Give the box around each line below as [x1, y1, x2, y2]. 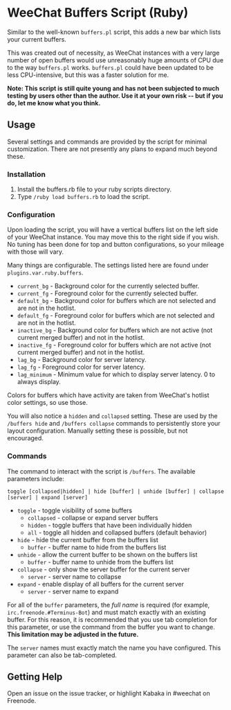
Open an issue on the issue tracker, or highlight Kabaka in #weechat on [7, 689, 210, 698]
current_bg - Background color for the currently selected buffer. [17, 282, 200, 291]
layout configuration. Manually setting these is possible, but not [7, 426, 188, 435]
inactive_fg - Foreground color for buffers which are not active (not [17, 341, 212, 349]
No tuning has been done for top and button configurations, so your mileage [7, 241, 225, 249]
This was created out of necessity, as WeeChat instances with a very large [7, 49, 220, 57]
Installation [7, 169, 46, 179]
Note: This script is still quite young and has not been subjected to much [7, 84, 220, 92]
